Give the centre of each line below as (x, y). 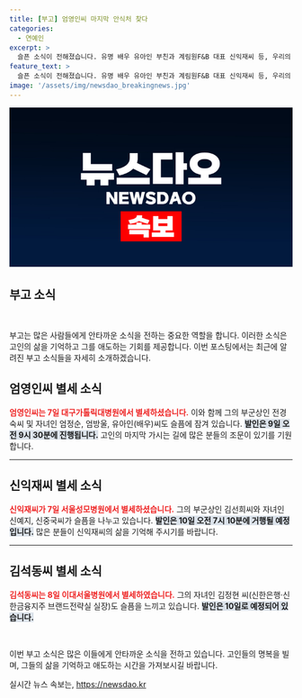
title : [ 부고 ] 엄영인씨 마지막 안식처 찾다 (79, 19)
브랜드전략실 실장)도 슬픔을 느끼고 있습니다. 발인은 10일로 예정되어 (164, 606)
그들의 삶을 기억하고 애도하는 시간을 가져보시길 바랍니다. (120, 665)
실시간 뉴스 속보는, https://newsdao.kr (78, 684)
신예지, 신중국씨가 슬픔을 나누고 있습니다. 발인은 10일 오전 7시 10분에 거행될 (142, 520)
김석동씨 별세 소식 (56, 571)
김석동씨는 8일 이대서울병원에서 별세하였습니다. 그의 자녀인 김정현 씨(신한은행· (146, 594)
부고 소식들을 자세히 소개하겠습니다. (88, 358)
